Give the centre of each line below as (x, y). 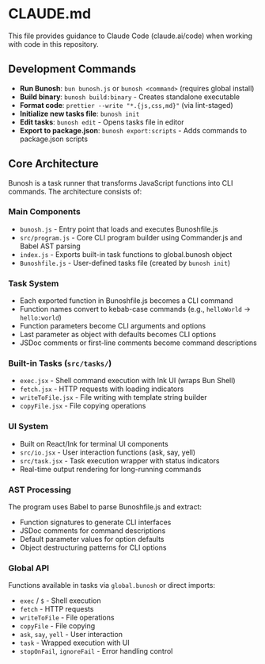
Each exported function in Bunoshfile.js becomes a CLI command (126, 301)
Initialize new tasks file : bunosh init (79, 113)
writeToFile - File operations (67, 618)
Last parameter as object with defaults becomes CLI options (118, 335)
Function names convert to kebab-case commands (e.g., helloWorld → (135, 309)
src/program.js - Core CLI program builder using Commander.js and (131, 237)
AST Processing (40, 489)
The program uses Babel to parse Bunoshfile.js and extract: (105, 507)
